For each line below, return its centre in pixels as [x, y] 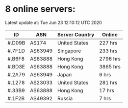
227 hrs [108, 43]
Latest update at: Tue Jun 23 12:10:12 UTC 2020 [53, 22]
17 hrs [106, 90]
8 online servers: [40, 9]
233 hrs [108, 51]
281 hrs [108, 83]
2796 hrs [110, 59]
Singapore [69, 51]
